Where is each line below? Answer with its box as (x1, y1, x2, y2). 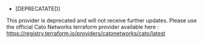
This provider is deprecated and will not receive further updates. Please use (6, 17, 197, 24)
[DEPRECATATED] (15, 5, 61, 12)
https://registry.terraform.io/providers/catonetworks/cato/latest (6, 30, 166, 37)
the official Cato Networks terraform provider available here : (6, 24, 160, 30)
